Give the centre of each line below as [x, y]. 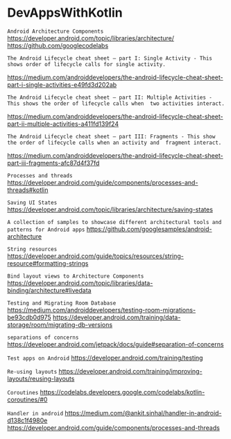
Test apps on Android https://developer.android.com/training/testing [105, 358]
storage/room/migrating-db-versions [60, 324]
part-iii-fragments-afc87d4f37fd [53, 163]
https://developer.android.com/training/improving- [130, 371]
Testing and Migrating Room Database [62, 303]
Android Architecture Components [55, 31]
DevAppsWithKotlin [65, 13]
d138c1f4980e [27, 420]
